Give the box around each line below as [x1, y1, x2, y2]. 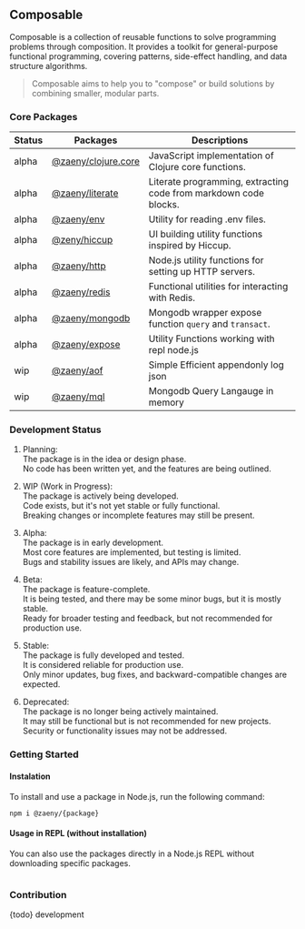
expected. [22, 679, 61, 690]
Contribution [9, 888, 67, 901]
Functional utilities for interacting [148, 280, 289, 293]
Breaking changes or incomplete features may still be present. [22, 510, 256, 521]
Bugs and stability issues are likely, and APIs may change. [22, 557, 240, 568]
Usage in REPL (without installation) [9, 828, 148, 839]
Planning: [22, 444, 58, 455]
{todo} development [9, 909, 84, 920]
